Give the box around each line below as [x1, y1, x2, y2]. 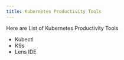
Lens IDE [14, 48, 37, 55]
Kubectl [14, 36, 34, 43]
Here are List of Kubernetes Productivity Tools [6, 24, 119, 31]
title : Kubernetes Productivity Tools [6, 8, 102, 15]
